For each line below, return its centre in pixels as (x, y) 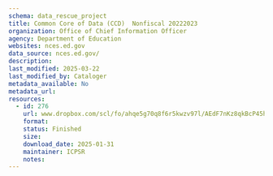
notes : (34, 159)
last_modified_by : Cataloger (58, 76)
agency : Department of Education (65, 39)
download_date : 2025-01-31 (69, 144)
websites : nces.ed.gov (47, 46)
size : (32, 136)
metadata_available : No (49, 84)
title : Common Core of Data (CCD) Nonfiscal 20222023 (103, 24)
